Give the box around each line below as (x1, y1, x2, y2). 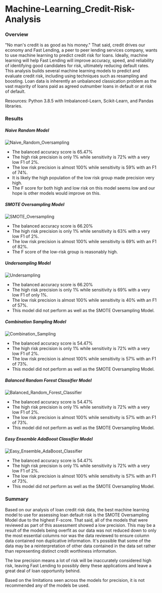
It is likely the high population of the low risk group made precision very (12, 175, 155, 181)
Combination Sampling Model (5, 318, 67, 324)
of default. (5, 88, 26, 94)
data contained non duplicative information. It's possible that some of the (5, 538, 151, 543)
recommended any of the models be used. (5, 582, 90, 588)
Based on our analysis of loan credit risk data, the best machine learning (5, 506, 149, 512)
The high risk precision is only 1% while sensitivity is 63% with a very (12, 228, 150, 234)
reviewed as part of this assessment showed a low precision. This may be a (5, 522, 156, 528)
